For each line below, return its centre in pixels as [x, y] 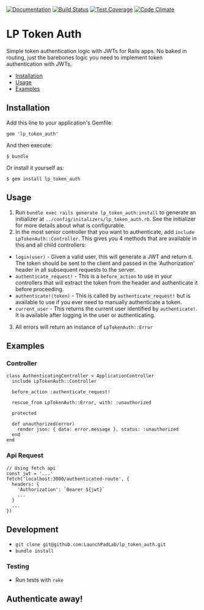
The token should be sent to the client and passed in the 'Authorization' [105, 263]
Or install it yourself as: [35, 167]
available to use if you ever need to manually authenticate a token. [98, 302]
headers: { [26, 484]
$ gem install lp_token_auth [43, 179]
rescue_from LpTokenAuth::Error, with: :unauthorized [82, 403]
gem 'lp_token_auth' [33, 134]
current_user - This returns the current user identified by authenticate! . [106, 308]
